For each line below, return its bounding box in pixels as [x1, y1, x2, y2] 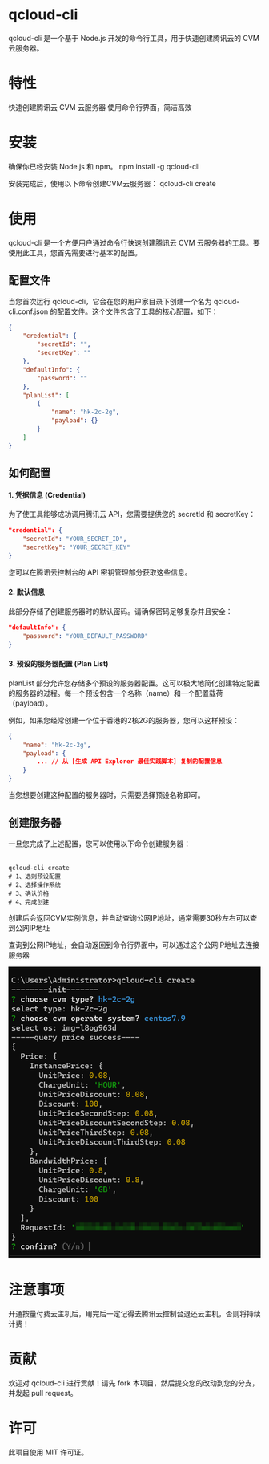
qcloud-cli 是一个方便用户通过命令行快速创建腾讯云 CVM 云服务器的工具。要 [8, 238, 260, 247]
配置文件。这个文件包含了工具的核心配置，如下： [57, 307, 219, 316]
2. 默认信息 [8, 588, 46, 597]
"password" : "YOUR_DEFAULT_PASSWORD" [22, 632, 149, 640]
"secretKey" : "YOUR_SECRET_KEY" [22, 543, 130, 551]
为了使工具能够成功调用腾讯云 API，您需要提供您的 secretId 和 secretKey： [8, 510, 256, 519]
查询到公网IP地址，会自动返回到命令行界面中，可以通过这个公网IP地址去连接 [8, 940, 260, 950]
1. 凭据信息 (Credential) [8, 490, 86, 499]
